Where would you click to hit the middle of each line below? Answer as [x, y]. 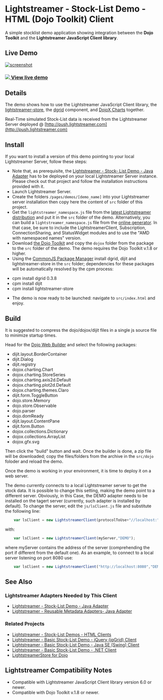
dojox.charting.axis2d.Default [41, 380]
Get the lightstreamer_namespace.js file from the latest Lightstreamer [81, 212]
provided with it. [28, 187]
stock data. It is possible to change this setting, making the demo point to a [80, 490]
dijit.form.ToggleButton [35, 395]
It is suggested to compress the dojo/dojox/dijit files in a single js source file [81, 330]
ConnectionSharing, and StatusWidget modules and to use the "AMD [81, 233]
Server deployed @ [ [26, 124]
